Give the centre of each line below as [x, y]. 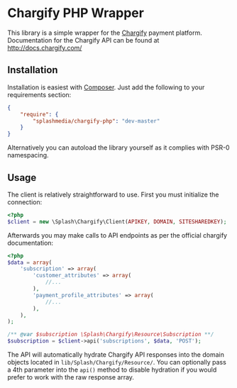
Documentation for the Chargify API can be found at [83, 40]
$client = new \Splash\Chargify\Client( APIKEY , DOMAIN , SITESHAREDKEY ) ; [117, 221]
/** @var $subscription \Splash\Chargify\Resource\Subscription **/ [111, 335]
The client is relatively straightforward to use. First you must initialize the [113, 194]
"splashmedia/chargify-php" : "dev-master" [97, 121]
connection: [25, 202]
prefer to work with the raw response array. [71, 377]
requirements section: [39, 94]
